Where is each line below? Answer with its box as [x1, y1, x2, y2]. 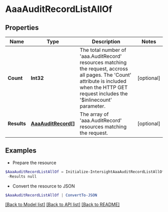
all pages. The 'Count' [79, 71, 131, 78]
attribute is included [79, 78, 126, 84]
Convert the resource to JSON [12, 183, 75, 189]
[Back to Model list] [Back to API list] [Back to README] [5, 202, 120, 208]
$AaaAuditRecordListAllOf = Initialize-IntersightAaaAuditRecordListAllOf [5, 169, 164, 174]
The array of [79, 111, 109, 118]
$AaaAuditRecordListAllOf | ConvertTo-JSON [5, 193, 97, 198]
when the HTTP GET [79, 84, 128, 91]
